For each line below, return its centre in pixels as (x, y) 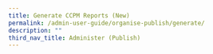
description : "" (35, 30)
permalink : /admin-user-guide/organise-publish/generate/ (106, 23)
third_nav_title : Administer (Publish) (75, 38)
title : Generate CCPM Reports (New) (69, 15)
